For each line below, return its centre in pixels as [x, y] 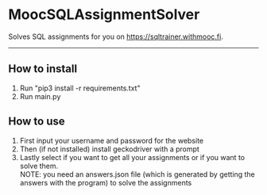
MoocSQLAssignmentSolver [104, 15]
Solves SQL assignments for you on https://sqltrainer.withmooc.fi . [116, 36]
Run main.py [40, 96]
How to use [37, 122]
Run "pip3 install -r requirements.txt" [80, 88]
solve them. [39, 166]
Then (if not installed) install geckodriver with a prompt [110, 149]
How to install [43, 69]
